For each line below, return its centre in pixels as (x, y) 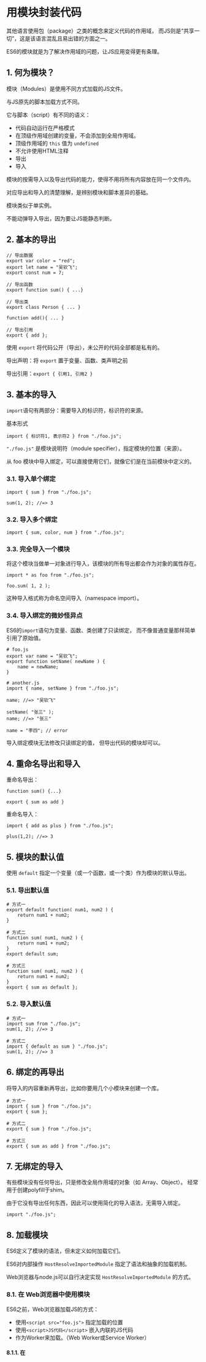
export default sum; (33, 954)
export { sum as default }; (42, 987)
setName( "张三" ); (30, 712)
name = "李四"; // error (37, 730)
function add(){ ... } (35, 318)
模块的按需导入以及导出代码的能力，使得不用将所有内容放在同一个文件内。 (100, 179)
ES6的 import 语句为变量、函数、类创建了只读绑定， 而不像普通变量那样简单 (101, 630)
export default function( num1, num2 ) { (60, 910)
